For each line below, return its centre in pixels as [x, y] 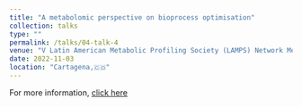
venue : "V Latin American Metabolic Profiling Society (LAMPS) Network [146, 51]
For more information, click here [69, 92]
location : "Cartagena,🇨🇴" [60, 68]
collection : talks [44, 26]
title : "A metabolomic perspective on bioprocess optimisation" [132, 17]
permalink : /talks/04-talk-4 [64, 42]
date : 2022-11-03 [42, 59]
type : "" [26, 34]
